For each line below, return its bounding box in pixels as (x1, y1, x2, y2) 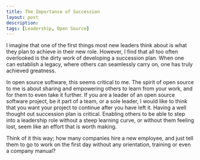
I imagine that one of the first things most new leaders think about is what (6, 42, 187, 49)
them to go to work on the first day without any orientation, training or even (6, 141, 191, 148)
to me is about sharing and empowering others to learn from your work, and (6, 85, 193, 93)
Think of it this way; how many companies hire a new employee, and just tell (6, 135, 194, 142)
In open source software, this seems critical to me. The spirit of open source (6, 79, 194, 86)
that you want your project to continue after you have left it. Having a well (6, 104, 187, 111)
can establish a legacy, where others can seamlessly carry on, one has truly (6, 61, 193, 68)
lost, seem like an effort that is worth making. (6, 123, 117, 130)
